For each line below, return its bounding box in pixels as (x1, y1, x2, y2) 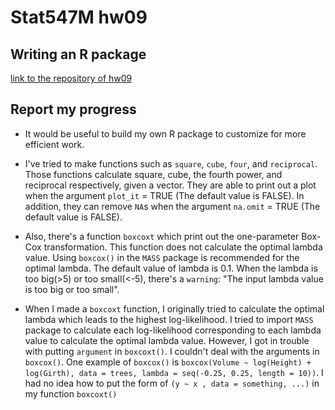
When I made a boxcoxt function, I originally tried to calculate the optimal (24, 302, 325, 315)
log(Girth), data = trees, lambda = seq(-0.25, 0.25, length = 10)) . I (24, 366, 324, 378)
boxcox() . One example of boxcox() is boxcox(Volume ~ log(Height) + (24, 356, 312, 368)
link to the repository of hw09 (10, 72, 133, 84)
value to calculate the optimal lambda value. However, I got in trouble (24, 334, 310, 346)
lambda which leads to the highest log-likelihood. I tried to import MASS (24, 313, 314, 325)
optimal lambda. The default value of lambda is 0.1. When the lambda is (24, 262, 318, 274)
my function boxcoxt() (24, 387, 118, 400)
